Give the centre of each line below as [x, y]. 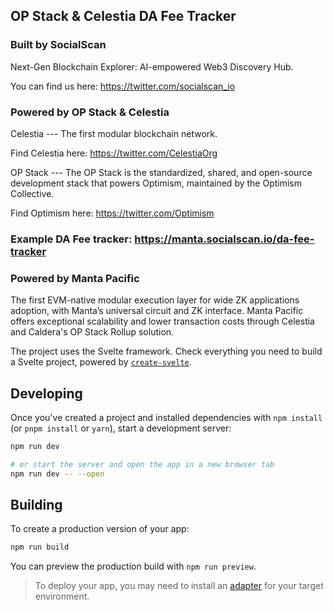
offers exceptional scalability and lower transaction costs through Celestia [162, 321]
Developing [46, 393]
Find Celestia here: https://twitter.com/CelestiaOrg [114, 153]
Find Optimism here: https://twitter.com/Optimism [112, 213]
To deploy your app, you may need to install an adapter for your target [179, 586]
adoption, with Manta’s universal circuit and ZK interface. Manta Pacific [157, 311]
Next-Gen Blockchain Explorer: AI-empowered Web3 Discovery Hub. [152, 66]
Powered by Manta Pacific [75, 278]
